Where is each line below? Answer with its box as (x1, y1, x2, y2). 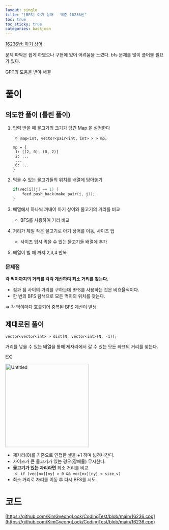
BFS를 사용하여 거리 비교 (20, 217, 70, 223)
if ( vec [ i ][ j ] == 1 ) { (12, 187, 59, 192)
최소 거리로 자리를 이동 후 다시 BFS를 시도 (12, 476, 96, 482)
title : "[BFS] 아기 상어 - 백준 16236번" (5, 12, 87, 17)
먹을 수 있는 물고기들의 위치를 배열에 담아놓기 (12, 176, 103, 183)
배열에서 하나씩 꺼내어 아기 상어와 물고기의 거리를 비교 (12, 206, 121, 212)
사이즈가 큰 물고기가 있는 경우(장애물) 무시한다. (12, 458, 106, 464)
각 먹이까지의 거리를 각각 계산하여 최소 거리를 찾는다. (5, 276, 109, 282)
